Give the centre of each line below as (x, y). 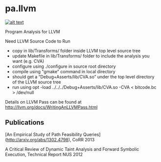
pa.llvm (21, 9)
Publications (25, 122)
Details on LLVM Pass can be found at (43, 102)
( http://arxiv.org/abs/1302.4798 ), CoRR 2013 (50, 139)
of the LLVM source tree (36, 82)
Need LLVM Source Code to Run (38, 41)
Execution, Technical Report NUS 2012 (44, 154)
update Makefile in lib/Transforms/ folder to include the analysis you (81, 56)
